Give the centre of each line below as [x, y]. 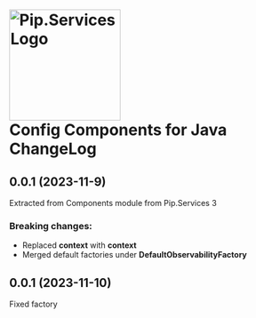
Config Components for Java [118, 130]
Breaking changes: [51, 226]
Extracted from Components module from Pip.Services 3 [113, 203]
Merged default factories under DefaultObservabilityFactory [134, 255]
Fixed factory [33, 304]
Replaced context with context [79, 245]
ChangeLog [53, 149]
